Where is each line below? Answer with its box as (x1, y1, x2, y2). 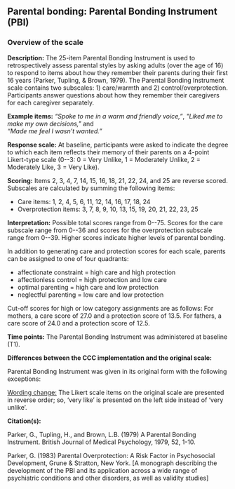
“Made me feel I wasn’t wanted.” (7, 126, 102, 135)
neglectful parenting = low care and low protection (17, 290, 164, 299)
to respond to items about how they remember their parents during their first (7, 68, 228, 76)
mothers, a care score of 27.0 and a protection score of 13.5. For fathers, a (7, 312, 222, 320)
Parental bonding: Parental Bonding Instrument (7, 6, 217, 18)
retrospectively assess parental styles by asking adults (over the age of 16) (7, 61, 224, 69)
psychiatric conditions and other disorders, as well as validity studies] (7, 474, 209, 482)
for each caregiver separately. (7, 98, 95, 107)
